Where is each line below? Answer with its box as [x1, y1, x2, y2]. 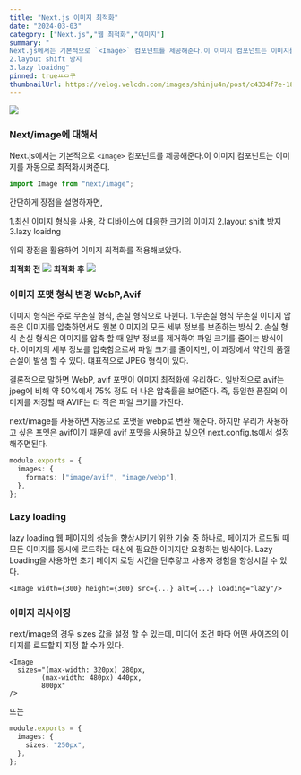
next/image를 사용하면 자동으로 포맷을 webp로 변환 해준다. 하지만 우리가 [9, 416, 265, 427]
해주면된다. [9, 438, 48, 449]
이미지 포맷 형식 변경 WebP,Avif [9, 288, 142, 301]
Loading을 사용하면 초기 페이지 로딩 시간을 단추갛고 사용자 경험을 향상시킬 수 [9, 554, 278, 566]
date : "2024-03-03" [9, 22, 82, 31]
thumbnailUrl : [9, 80, 63, 89]
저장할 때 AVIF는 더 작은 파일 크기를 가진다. [32, 397, 184, 408]
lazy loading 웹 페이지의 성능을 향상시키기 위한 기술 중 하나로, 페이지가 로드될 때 [9, 532, 290, 543]
